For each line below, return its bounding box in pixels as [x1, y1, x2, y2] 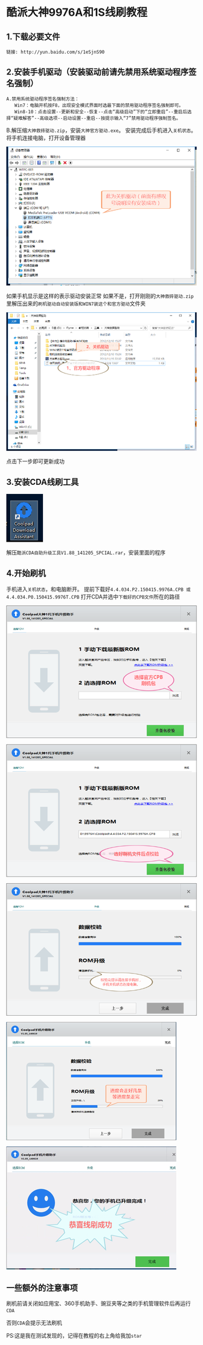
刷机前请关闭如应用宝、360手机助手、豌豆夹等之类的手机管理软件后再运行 [6, 1300, 192, 1307]
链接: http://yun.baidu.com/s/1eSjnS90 [6, 49, 105, 55]
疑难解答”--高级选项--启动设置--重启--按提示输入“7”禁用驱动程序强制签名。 [13, 115, 181, 121]
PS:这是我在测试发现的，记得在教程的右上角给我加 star [6, 1332, 142, 1340]
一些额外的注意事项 [6, 1283, 78, 1293]
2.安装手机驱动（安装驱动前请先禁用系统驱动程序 [6, 67, 189, 77]
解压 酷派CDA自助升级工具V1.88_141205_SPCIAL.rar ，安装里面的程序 [6, 548, 166, 556]
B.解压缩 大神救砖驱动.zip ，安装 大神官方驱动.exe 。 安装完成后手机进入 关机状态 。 [6, 127, 196, 134]
